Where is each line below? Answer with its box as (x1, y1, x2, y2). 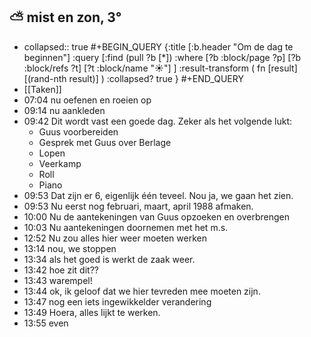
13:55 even (23, 317, 69, 329)
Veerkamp (38, 157, 82, 169)
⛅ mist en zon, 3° (9, 9, 122, 26)
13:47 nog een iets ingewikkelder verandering (23, 295, 212, 308)
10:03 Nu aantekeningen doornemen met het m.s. (23, 221, 229, 233)
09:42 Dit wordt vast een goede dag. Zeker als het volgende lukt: (23, 115, 292, 127)
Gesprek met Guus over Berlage (38, 136, 172, 148)
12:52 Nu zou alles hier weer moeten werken (23, 232, 207, 244)
